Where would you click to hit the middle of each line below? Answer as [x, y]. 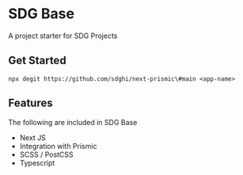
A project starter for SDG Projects [63, 36]
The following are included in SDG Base [73, 122]
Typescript [37, 162]
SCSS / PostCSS [46, 154]
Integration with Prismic [58, 146]
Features [30, 103]
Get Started [37, 61]
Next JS [32, 137]
